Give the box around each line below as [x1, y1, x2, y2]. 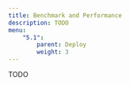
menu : [8, 26, 26, 34]
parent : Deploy [36, 41, 87, 49]
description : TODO [8, 19, 69, 27]
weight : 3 [36, 48, 69, 56]
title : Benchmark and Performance [8, 11, 123, 20]
